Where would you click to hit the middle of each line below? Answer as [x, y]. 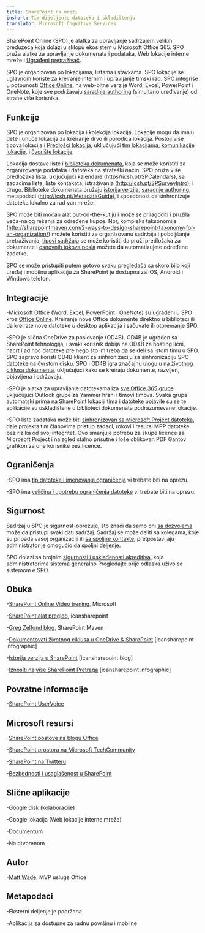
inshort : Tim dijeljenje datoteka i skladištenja [71, 18]
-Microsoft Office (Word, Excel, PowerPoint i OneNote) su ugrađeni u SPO [99, 312]
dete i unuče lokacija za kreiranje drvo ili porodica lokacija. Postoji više [95, 139]
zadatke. [17, 254]
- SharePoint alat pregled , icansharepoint [57, 616]
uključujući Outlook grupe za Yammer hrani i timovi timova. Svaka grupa [97, 395]
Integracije [27, 298]
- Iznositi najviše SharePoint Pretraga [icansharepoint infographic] [89, 670]
